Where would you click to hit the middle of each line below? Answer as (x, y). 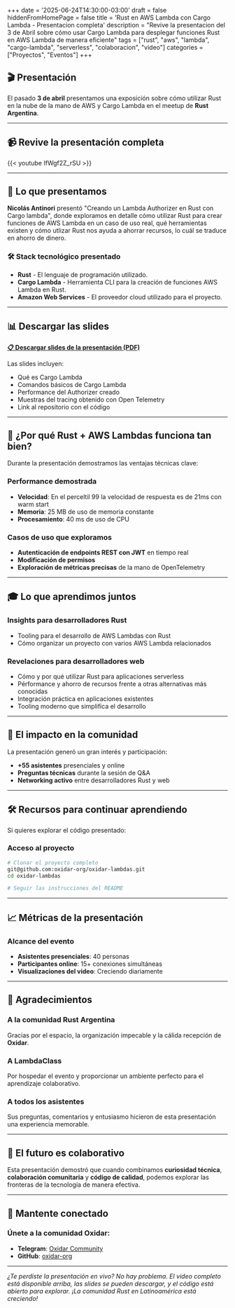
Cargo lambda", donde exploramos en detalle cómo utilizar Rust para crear (115, 216)
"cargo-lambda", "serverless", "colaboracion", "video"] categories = (105, 47)
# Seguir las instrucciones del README (65, 888)
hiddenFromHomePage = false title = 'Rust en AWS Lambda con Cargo (109, 18)
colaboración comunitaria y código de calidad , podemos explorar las (108, 1178)
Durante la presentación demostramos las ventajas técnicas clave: (103, 463)
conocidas (33, 691)
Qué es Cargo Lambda (50, 377)
